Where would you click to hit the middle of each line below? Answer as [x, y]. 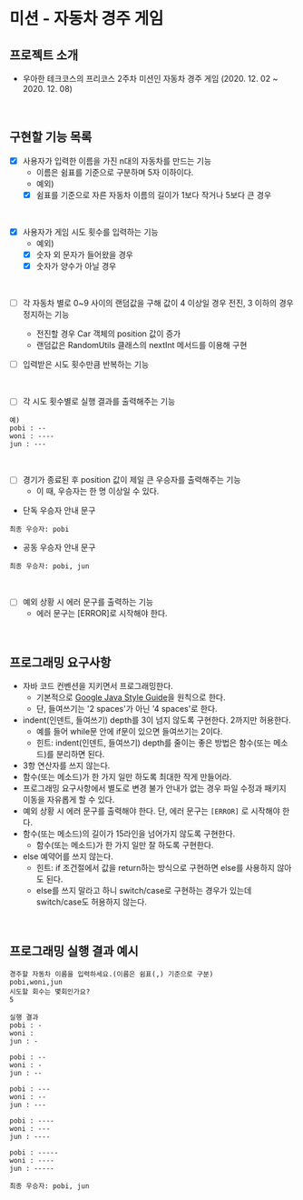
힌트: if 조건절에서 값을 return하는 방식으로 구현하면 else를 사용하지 [155, 868]
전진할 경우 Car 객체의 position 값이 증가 [108, 334]
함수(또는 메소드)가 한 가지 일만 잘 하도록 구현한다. [125, 845]
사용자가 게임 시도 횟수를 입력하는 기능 [90, 232]
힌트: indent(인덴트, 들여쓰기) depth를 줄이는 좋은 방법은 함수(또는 [154, 743]
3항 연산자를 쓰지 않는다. [66, 765]
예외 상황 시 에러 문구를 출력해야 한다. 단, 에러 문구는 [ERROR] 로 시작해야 [151, 811]
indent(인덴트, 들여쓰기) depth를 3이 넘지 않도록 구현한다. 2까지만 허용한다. [157, 720]
